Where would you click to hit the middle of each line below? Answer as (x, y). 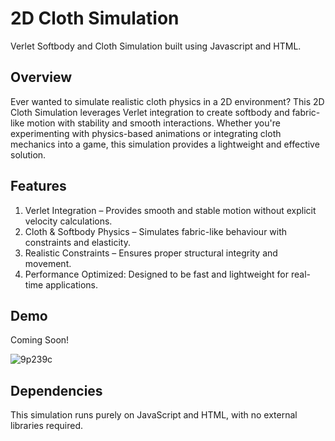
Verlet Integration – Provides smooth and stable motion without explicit (170, 210)
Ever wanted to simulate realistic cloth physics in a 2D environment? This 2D (167, 101)
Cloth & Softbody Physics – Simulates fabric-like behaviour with (156, 231)
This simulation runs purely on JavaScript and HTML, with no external (154, 415)
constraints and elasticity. (77, 242)
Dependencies (56, 390)
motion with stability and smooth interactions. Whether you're (153, 123)
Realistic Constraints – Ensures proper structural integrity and (151, 253)
